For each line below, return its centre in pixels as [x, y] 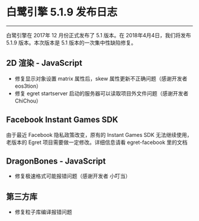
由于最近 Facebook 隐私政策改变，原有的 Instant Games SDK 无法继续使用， [99, 134]
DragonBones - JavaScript [56, 161]
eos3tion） [28, 86]
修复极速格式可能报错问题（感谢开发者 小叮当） [73, 176]
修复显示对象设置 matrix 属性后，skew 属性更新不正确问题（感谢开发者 [101, 78]
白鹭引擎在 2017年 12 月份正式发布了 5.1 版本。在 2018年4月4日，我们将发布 [99, 35]
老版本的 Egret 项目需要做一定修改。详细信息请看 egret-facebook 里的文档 [97, 142]
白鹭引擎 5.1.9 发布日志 [62, 12]
